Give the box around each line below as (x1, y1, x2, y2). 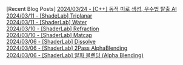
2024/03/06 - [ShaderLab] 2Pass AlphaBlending (6, 44, 128, 52)
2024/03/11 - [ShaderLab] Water (6, 19, 87, 26)
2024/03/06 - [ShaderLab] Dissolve (6, 38, 96, 45)
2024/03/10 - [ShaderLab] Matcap (6, 32, 93, 38)
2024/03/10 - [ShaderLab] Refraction (6, 25, 99, 32)
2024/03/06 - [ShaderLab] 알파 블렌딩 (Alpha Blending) (6, 52, 144, 59)
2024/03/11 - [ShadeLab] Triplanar (6, 12, 93, 19)
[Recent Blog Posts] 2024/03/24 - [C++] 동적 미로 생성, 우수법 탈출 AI (6, 5, 177, 12)
